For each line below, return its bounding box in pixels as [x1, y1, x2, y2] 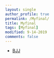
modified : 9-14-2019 [5, 30, 48, 35]
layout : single [5, 7, 36, 12]
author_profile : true [5, 12, 50, 17]
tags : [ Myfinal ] [5, 25, 38, 30]
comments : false [5, 35, 38, 39]
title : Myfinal [5, 20, 36, 26]
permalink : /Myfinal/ [5, 16, 50, 21]
